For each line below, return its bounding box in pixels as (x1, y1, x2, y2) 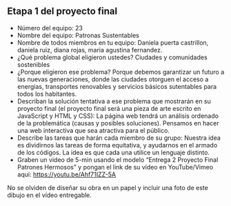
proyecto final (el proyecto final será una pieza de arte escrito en (17, 104, 201, 112)
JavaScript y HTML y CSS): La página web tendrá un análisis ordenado (17, 112, 219, 120)
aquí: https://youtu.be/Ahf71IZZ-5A (17, 170, 116, 178)
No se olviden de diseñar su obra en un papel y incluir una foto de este (7, 183, 208, 192)
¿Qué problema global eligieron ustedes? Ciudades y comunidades (17, 53, 208, 61)
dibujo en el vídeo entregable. (7, 191, 92, 199)
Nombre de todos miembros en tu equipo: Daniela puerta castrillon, (17, 38, 209, 47)
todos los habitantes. (17, 90, 77, 98)
